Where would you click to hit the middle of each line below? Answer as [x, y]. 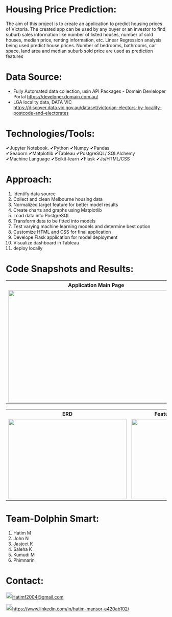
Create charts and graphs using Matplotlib [57, 210]
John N [21, 538]
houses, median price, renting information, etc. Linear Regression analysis [84, 40]
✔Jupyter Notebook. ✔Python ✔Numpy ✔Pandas [58, 148]
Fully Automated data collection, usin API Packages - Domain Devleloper [90, 91]
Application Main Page [96, 285]
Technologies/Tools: [50, 134]
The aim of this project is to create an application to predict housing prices [84, 24]
